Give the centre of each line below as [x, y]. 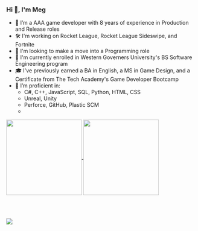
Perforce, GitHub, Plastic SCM [62, 105]
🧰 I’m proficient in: [37, 86]
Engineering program [41, 64]
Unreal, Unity [40, 98]
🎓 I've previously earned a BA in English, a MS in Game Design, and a [102, 71]
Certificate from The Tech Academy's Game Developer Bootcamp [97, 79]
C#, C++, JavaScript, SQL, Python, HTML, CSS [82, 92]
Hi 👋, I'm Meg [26, 10]
